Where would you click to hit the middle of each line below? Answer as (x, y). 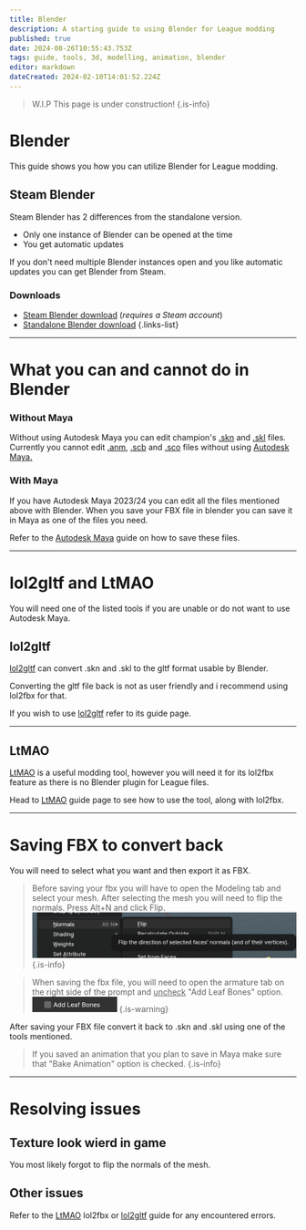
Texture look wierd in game (88, 1143)
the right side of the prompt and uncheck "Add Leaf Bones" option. (158, 992)
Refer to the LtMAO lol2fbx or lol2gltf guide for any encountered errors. (143, 1215)
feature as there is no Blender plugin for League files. (109, 782)
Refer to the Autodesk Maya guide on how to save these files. (125, 537)
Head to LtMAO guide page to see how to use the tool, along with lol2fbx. (147, 800)
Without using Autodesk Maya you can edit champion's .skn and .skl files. (148, 438)
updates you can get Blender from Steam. (88, 271)
